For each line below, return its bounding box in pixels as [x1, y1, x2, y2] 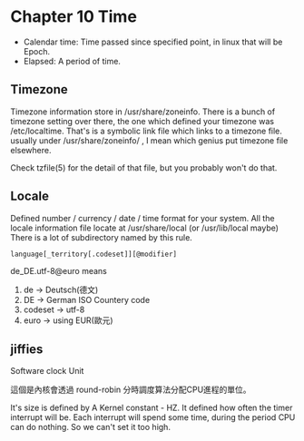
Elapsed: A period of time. [23, 55, 122, 66]
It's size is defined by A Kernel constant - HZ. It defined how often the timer [10, 402, 293, 414]
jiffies [10, 341, 44, 357]
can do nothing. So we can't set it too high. [10, 422, 172, 433]
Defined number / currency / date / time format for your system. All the [10, 212, 275, 223]
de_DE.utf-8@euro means [10, 265, 107, 276]
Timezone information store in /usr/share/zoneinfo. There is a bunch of [10, 106, 276, 117]
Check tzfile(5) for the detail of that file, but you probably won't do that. [10, 162, 278, 173]
